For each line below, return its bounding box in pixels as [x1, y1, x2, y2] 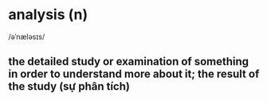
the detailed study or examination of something [8, 55, 249, 68]
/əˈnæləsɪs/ [8, 32, 45, 41]
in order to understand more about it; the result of [8, 68, 260, 81]
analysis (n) [8, 6, 88, 24]
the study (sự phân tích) [8, 80, 130, 93]
